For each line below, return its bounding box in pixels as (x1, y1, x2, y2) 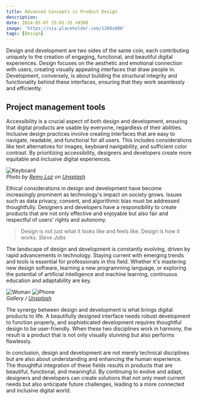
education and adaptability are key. (6, 277, 92, 284)
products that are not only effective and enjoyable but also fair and (6, 210, 168, 217)
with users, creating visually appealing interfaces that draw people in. (6, 66, 176, 73)
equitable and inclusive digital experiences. (6, 155, 112, 162)
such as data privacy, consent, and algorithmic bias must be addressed (6, 197, 180, 204)
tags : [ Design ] (6, 31, 44, 37)
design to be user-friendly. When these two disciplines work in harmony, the (6, 325, 192, 332)
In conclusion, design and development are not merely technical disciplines (6, 349, 190, 356)
